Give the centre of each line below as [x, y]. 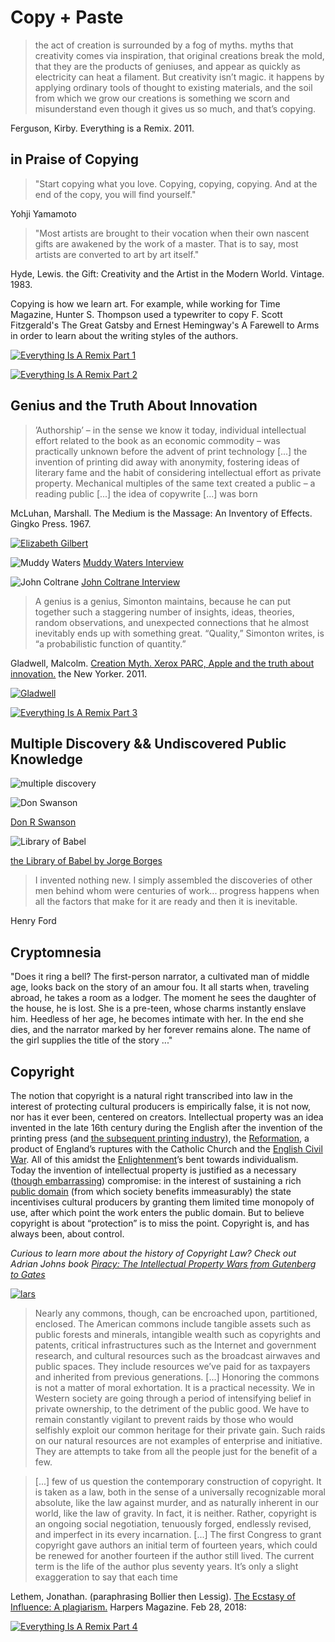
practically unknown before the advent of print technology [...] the [171, 451]
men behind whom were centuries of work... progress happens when [177, 891]
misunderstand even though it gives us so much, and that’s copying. [175, 108]
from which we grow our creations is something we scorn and [162, 98]
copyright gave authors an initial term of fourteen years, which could [176, 1545]
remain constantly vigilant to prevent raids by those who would [164, 1419]
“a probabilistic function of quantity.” [110, 643]
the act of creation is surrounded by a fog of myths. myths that [164, 45]
